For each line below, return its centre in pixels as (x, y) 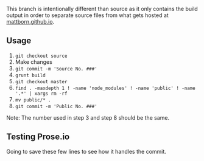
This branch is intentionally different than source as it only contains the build (102, 9)
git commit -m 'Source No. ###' (56, 69)
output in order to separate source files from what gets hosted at (87, 15)
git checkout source (41, 56)
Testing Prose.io (38, 137)
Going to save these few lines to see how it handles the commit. (86, 151)
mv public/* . (33, 100)
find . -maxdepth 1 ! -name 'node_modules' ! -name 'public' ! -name (105, 88)
